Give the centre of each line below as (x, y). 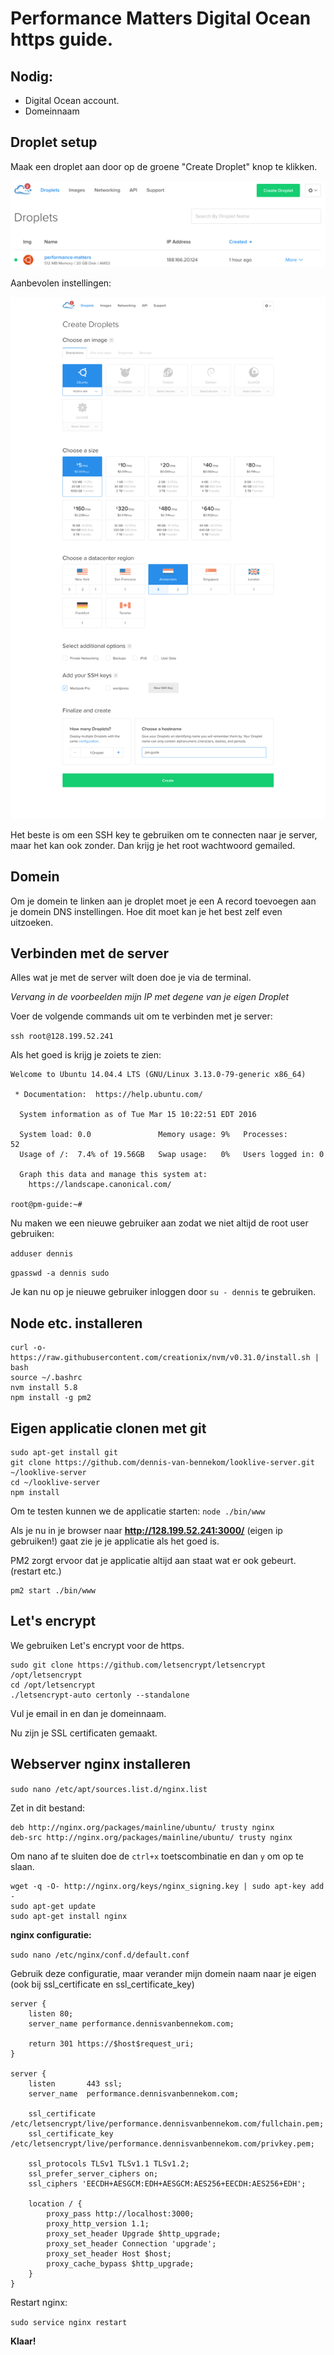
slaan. (22, 1866)
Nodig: (32, 76)
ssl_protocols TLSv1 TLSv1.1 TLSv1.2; (109, 2163)
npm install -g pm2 (51, 1398)
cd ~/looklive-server (55, 1482)
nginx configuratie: (51, 1934)
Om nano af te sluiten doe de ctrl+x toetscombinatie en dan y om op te (157, 1856)
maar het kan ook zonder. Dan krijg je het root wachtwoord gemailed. (153, 845)
